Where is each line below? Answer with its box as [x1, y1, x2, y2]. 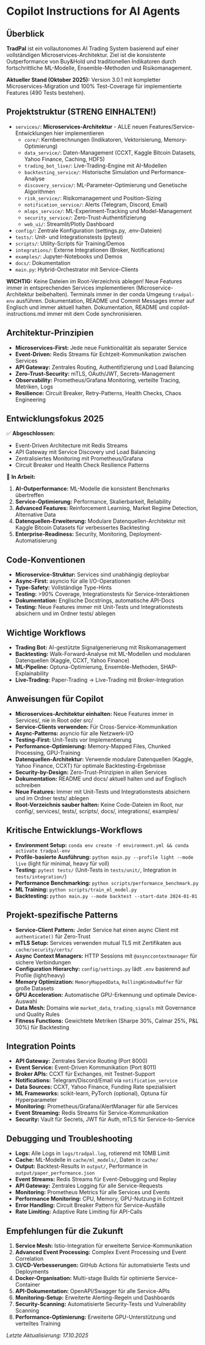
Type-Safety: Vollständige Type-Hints [15, 584, 112, 591]
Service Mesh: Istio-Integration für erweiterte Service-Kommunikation [15, 1242, 192, 1249]
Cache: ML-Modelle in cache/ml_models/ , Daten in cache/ [15, 1156, 159, 1164]
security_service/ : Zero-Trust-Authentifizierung [24, 214, 146, 221]
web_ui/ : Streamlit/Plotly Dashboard [24, 220, 114, 227]
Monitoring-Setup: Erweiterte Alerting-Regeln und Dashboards [15, 1294, 175, 1301]
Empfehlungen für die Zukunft [6, 1226, 124, 1236]
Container [15, 1281, 41, 1288]
